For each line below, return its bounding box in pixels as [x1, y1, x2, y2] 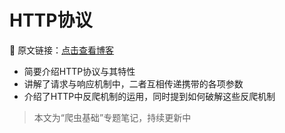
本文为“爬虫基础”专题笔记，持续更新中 [33, 111, 192, 123]
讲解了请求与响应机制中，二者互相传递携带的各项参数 [23, 77, 244, 90]
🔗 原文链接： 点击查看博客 [9, 44, 115, 56]
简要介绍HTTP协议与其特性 [23, 65, 136, 77]
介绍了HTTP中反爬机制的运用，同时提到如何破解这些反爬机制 [23, 90, 276, 102]
